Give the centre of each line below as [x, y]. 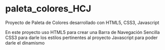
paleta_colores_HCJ [48, 9]
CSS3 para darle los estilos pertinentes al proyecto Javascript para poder [81, 37]
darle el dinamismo [25, 42]
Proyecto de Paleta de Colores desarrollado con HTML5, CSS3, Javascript [82, 22]
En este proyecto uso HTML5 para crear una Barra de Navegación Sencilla [82, 32]
